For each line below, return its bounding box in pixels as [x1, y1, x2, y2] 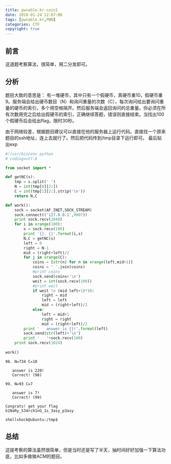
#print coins [32, 269, 60, 274]
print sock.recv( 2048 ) [14, 217, 63, 222]
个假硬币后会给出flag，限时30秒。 [5, 117, 77, 124]
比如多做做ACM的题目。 [14, 453, 65, 459]
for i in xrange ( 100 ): [14, 222, 63, 227]
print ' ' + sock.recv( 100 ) [23, 335, 83, 341]
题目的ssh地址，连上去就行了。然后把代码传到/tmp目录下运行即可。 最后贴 [5, 135, 162, 141]
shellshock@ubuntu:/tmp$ [5, 417, 58, 422]
